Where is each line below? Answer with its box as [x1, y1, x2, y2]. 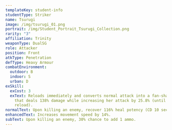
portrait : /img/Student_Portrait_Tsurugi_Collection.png [5, 27, 130, 32]
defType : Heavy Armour [5, 60, 54, 65]
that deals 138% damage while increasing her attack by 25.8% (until [14, 98, 166, 103]
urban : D [10, 79, 29, 84]
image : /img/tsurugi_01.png [5, 21, 66, 27]
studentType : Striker [5, 12, 52, 17]
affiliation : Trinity [5, 36, 52, 41]
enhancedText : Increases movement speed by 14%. [5, 112, 111, 118]
